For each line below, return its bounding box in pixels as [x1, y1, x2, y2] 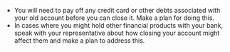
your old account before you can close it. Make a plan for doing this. [14, 14, 215, 22]
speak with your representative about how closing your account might [14, 28, 220, 37]
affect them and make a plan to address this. [14, 36, 145, 45]
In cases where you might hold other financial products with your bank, [14, 21, 223, 29]
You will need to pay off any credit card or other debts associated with [14, 6, 221, 14]
